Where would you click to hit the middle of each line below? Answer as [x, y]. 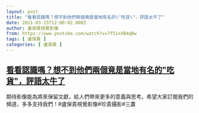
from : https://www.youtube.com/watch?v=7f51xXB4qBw [71, 34]
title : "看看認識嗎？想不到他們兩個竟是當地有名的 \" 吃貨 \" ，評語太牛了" [86, 17]
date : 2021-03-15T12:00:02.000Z [46, 22]
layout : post [22, 12]
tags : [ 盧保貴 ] [26, 39]
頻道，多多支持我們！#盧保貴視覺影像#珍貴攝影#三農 [71, 104]
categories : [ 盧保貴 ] [34, 45]
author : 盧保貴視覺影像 [32, 28]
